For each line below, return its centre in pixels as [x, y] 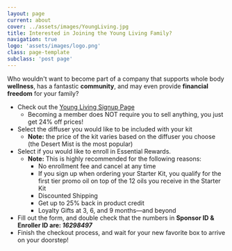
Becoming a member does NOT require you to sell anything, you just [125, 114]
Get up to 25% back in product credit [91, 203]
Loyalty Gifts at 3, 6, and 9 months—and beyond [107, 210]
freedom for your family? [43, 93]
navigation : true [32, 40]
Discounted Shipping [68, 195]
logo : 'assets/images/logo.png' [54, 46]
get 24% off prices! [56, 122]
